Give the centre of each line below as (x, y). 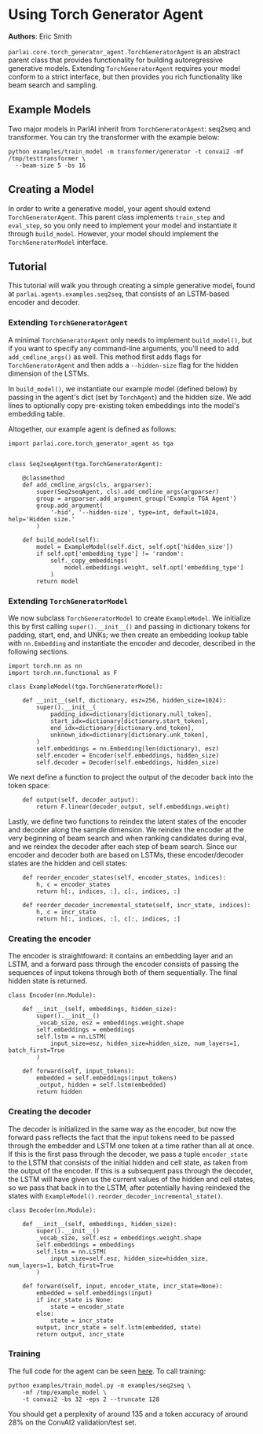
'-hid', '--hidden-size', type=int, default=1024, (135, 512)
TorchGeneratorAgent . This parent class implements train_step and (117, 217)
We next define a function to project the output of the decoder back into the (131, 776)
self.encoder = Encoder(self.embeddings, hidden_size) (128, 755)
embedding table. (37, 413)
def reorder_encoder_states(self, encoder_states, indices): (124, 877)
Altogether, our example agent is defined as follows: (92, 429)
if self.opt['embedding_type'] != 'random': (110, 554)
